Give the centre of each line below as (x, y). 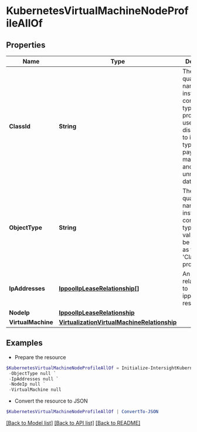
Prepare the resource (40, 357)
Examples (24, 343)
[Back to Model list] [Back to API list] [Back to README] (73, 423)
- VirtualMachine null (35, 390)
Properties (26, 45)
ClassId (20, 126)
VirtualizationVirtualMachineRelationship (118, 322)
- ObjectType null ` (33, 373)
